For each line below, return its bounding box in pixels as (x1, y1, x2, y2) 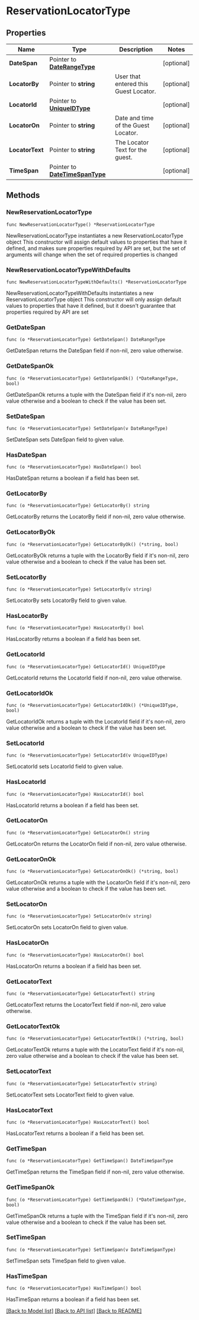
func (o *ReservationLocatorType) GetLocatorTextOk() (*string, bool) (6, 1036, 184, 1042)
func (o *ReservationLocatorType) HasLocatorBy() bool (6, 625, 145, 631)
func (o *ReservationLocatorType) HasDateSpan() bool (6, 464, 142, 470)
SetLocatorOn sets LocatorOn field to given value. (6, 924, 129, 931)
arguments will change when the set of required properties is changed (6, 251, 178, 258)
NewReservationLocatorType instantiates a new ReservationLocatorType (6, 232, 184, 239)
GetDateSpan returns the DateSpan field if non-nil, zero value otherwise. (6, 347, 184, 354)
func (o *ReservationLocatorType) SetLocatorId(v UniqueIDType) (6, 753, 168, 758)
